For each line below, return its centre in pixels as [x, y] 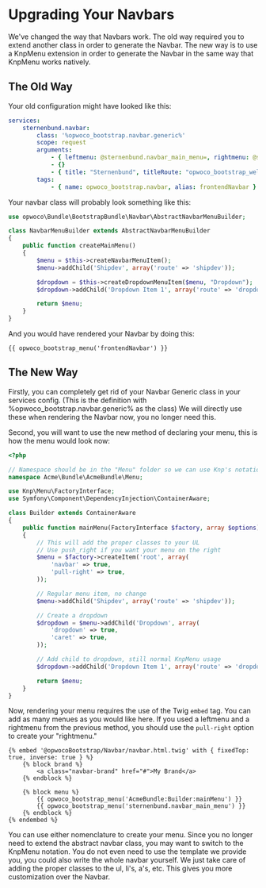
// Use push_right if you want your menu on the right [129, 550]
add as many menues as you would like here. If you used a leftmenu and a [129, 719]
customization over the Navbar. [59, 877]
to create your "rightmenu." [53, 736]
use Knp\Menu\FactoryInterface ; [61, 491]
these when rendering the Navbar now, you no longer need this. [112, 417]
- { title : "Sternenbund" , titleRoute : [116, 172]
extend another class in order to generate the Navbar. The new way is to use [133, 44]
